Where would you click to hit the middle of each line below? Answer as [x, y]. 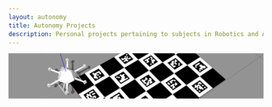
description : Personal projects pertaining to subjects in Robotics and [134, 34]
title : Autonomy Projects [52, 25]
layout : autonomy [38, 17]
